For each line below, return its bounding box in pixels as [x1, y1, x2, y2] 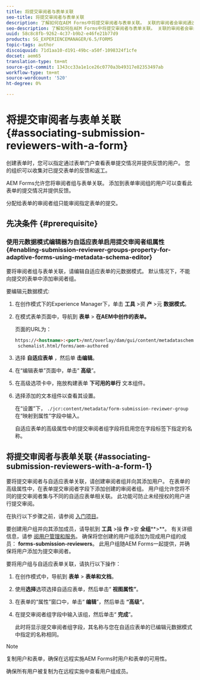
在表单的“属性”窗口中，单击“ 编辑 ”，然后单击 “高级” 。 [14, 598, 148, 606]
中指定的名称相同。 [14, 631, 62, 638]
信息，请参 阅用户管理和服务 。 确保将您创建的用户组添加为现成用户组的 [6, 533, 182, 540]
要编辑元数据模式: [6, 287, 50, 294]
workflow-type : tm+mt [6, 70, 60, 76]
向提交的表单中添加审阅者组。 [6, 275, 79, 282]
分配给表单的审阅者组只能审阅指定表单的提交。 [6, 199, 121, 206]
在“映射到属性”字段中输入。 [14, 412, 83, 419]
